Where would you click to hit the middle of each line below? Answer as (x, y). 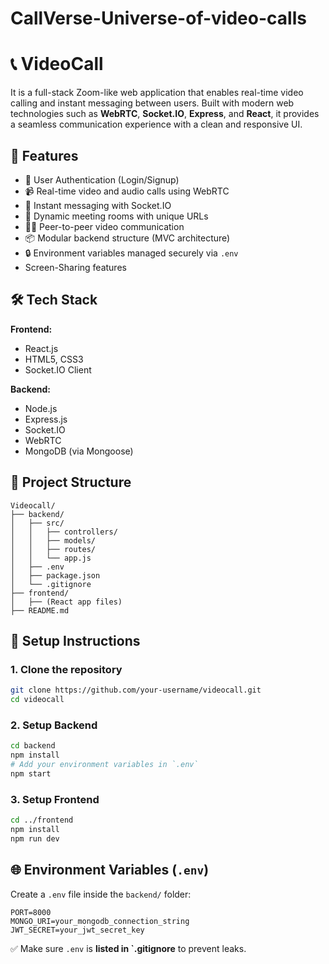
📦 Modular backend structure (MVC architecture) (127, 238)
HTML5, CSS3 (54, 359)
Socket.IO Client (58, 369)
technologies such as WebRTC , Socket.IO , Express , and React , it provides (165, 114)
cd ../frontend (42, 820)
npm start (31, 773)
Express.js (46, 419)
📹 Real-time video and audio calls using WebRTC (127, 191)
